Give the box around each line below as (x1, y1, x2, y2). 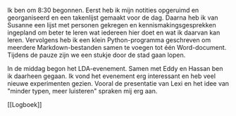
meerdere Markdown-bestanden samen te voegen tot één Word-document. (7, 44, 227, 51)
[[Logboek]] (7, 101, 42, 108)
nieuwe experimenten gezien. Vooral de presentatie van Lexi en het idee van (7, 79, 230, 87)
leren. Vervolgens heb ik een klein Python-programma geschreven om (7, 36, 211, 44)
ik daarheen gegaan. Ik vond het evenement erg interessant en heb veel (7, 72, 216, 80)
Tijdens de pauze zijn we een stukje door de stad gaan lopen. (7, 51, 186, 59)
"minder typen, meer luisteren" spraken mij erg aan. (7, 87, 158, 95)
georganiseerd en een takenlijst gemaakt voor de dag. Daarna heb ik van (7, 13, 218, 22)
